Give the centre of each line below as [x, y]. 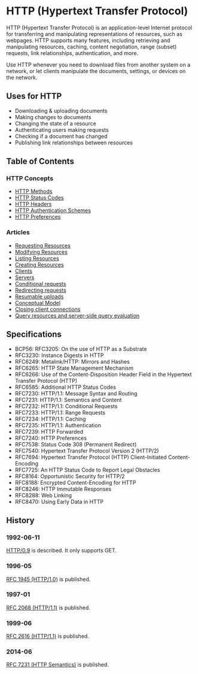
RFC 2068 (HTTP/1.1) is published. [48, 607]
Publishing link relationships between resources [74, 143]
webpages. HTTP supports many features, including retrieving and [88, 40]
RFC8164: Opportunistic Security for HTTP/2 [70, 476]
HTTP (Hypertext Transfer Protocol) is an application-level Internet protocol [99, 28]
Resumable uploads [39, 296]
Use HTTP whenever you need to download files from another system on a [98, 65]
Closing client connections [48, 309]
